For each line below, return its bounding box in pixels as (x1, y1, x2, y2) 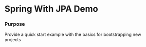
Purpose (4, 21, 25, 28)
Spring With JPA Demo (4, 3, 98, 15)
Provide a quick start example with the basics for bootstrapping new (4, 31, 142, 37)
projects (4, 37, 21, 43)
